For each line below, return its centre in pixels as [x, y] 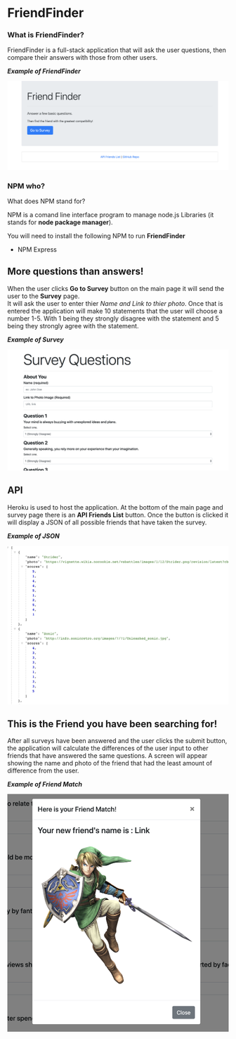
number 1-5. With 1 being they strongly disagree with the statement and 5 [113, 318]
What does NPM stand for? [46, 201]
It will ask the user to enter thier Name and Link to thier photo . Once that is [115, 303]
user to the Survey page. [44, 296]
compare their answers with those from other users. [83, 58]
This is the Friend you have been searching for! [112, 724]
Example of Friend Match [45, 785]
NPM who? [26, 186]
